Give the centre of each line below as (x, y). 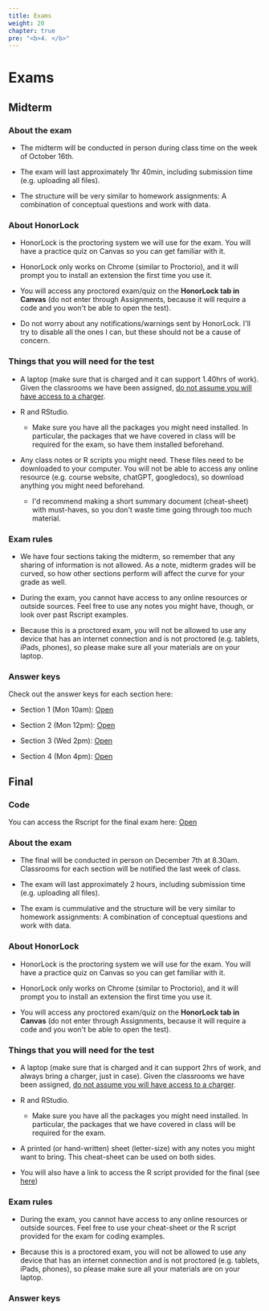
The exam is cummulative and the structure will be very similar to (127, 909)
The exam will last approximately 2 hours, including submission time (132, 884)
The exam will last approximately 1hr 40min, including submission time (136, 172)
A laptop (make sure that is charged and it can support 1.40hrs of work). (139, 379)
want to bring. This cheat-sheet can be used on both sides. (118, 1157)
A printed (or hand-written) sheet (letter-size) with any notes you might (137, 1148)
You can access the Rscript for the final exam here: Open (103, 822)
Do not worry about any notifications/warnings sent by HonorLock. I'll (135, 324)
